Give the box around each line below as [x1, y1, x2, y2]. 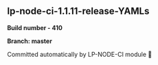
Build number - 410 [7, 23, 63, 31]
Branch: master [7, 37, 53, 45]
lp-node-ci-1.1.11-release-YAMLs [7, 5, 150, 17]
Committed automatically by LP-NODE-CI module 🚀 [7, 50, 153, 58]
